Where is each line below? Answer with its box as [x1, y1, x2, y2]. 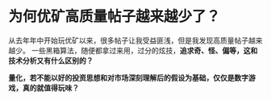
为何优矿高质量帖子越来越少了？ [8, 7, 221, 26]
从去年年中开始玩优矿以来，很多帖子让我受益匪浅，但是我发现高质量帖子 [8, 35, 248, 45]
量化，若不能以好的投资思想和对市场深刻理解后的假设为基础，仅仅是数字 [8, 73, 248, 82]
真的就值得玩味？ [22, 82, 79, 93]
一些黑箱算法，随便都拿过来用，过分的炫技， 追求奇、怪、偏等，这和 [31, 45, 258, 55]
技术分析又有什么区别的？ [8, 56, 94, 65]
